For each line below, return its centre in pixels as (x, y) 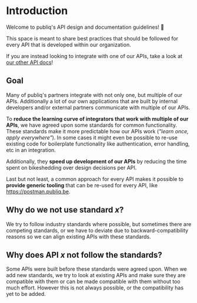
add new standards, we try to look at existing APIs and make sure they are (96, 275)
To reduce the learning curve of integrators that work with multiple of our (97, 119)
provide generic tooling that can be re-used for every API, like (82, 185)
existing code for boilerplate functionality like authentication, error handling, (98, 144)
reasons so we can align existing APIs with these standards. (79, 237)
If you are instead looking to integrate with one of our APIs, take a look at (94, 56)
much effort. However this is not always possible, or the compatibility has (95, 288)
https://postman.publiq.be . (38, 191)
